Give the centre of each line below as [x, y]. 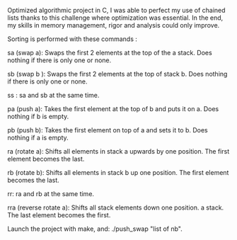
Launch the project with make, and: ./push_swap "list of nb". [95, 229]
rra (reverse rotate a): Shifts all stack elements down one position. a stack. [116, 207]
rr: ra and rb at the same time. [51, 194]
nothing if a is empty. [38, 138]
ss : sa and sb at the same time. [53, 95]
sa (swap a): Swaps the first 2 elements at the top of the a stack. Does [110, 53]
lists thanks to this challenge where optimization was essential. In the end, [115, 18]
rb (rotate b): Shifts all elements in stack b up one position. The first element [118, 172]
